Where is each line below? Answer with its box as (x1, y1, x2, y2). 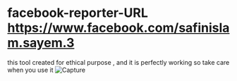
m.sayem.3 (7, 35, 75, 51)
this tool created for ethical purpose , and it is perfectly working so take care (7, 58, 230, 66)
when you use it (7, 66, 54, 74)
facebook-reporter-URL (7, 5, 148, 21)
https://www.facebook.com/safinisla (7, 20, 230, 36)
